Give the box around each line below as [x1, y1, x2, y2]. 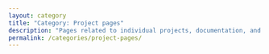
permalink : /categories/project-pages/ [8, 33, 143, 42]
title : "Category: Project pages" [8, 19, 125, 27]
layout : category [8, 11, 67, 20]
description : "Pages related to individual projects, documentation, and [8, 26, 262, 34]
